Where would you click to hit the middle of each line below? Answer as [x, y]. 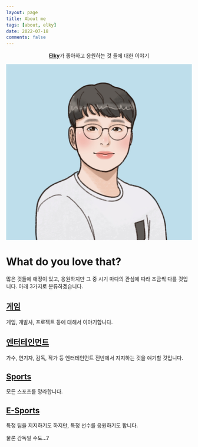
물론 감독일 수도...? [28, 438]
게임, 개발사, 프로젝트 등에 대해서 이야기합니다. [60, 322]
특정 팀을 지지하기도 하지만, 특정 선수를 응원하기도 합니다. [72, 426]
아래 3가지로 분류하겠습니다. [51, 286]
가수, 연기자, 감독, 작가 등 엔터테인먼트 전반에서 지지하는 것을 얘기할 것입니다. [95, 358]
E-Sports [23, 410]
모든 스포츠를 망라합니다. [34, 391]
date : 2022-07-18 [27, 31]
